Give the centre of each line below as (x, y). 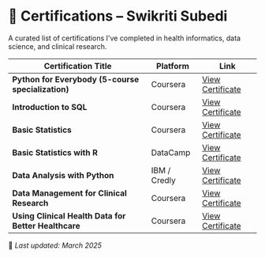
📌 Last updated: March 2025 (55, 245)
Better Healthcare (46, 226)
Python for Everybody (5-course (76, 79)
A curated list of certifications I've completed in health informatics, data (125, 38)
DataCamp (171, 152)
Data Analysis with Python (63, 175)
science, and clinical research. (58, 46)
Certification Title (78, 66)
